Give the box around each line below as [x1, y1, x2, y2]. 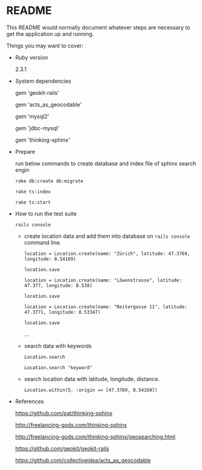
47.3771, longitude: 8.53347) [24, 309, 101, 315]
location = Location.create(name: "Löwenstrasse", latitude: [24, 277, 182, 283]
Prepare [15, 148, 35, 155]
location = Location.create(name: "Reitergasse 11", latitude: [24, 303, 188, 310]
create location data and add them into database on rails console [24, 232, 190, 240]
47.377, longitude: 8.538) [24, 282, 93, 289]
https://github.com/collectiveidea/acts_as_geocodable [15, 457, 151, 464]
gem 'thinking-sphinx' [15, 136, 70, 143]
